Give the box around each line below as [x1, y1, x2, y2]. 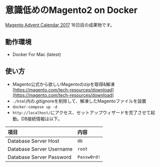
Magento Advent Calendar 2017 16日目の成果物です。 [5, 22, 115, 28]
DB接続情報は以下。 [21, 115, 63, 122]
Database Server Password [7, 154, 72, 161]
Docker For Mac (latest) [12, 51, 61, 57]
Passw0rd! [77, 154, 101, 160]
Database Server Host [7, 137, 60, 144]
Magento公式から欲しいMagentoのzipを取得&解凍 [12, 81, 115, 87]
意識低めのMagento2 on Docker [5, 4, 138, 16]
